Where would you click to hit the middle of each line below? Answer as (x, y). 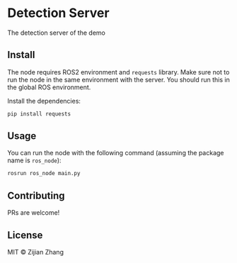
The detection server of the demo (57, 33)
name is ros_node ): (34, 160)
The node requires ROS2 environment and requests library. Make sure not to (118, 72)
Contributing (36, 195)
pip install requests (39, 114)
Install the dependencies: (44, 101)
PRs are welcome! (34, 213)
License (25, 235)
